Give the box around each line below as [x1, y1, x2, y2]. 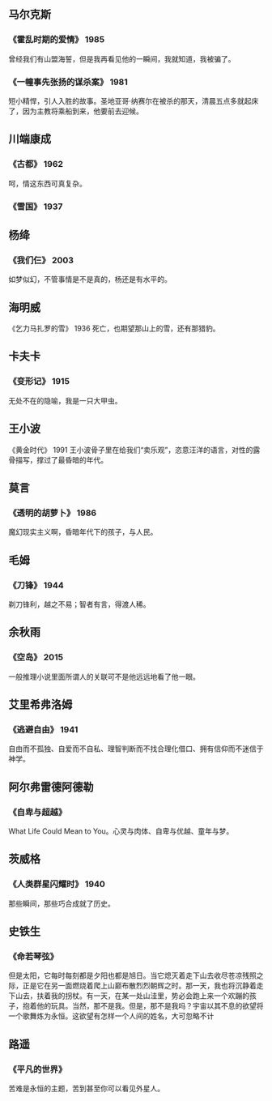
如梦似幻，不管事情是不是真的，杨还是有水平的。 [8, 275, 172, 284]
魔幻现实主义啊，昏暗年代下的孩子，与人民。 [8, 527, 158, 537]
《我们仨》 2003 [8, 254, 74, 266]
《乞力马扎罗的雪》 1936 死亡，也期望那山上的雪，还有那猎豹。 [8, 323, 220, 334]
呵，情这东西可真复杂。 [8, 178, 87, 188]
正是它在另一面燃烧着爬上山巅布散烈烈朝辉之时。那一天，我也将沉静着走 [22, 981, 264, 991]
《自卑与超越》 [8, 806, 67, 817]
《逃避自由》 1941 [8, 723, 79, 735]
